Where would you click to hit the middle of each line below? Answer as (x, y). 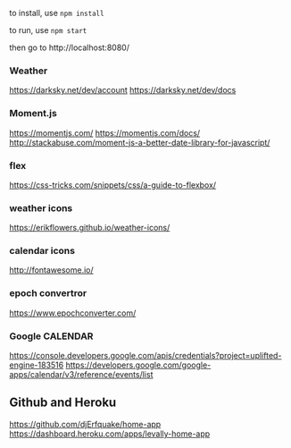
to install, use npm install (57, 13)
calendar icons (42, 251)
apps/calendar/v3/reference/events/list (81, 375)
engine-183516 (37, 365)
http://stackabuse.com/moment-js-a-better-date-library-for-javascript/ (140, 142)
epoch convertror (48, 293)
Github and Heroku (63, 403)
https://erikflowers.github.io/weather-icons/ (90, 228)
